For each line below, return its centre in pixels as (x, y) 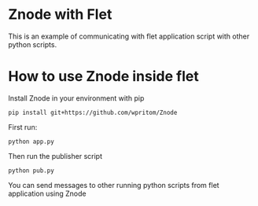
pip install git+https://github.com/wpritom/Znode (93, 112)
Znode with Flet (60, 15)
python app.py (31, 142)
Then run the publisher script (55, 156)
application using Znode (47, 193)
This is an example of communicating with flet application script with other (129, 36)
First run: (23, 127)
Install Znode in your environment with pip (76, 98)
